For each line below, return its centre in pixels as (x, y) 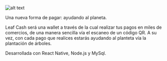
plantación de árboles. (29, 43)
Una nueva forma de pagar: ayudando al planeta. (56, 17)
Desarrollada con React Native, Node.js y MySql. (56, 53)
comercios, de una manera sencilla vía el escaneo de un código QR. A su (81, 33)
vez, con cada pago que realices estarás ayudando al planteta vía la (76, 38)
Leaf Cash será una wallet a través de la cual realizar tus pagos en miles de (83, 27)
